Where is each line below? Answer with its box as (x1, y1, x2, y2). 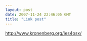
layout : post (5, 7, 33, 12)
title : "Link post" (5, 16, 47, 21)
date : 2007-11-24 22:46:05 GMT (5, 12, 71, 17)
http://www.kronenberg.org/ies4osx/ (5, 30, 82, 36)
